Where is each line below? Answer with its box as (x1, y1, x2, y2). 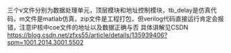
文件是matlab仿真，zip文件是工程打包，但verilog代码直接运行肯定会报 (24, 14, 224, 23)
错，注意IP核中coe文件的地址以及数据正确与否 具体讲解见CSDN (7, 23, 189, 31)
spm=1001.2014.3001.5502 (7, 39, 84, 46)
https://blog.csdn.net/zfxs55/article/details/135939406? (7, 31, 168, 39)
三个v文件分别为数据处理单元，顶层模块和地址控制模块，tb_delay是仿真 (7, 6, 212, 14)
